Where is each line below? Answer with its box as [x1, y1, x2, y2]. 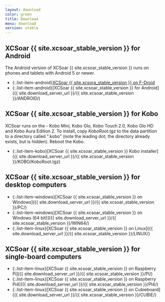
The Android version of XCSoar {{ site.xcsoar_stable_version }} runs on [5, 65, 149, 71]
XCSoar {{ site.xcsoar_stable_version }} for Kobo [5, 110, 159, 118]
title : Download [5, 16, 38, 21]
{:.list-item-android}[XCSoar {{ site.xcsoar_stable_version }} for [12, 85, 140, 90]
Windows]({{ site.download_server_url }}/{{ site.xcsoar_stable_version [12, 199, 154, 205]
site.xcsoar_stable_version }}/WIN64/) [12, 220, 90, 226]
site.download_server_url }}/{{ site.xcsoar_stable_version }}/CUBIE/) [19, 292, 157, 298]
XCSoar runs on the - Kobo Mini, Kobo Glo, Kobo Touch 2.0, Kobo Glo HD [5, 123, 154, 129]
